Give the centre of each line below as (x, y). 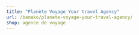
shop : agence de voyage (36, 23)
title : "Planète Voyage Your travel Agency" (63, 12)
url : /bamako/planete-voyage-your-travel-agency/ (70, 17)
